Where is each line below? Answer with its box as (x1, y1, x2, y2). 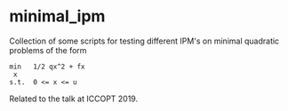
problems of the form (9, 44, 87, 55)
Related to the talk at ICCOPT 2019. (9, 93, 139, 104)
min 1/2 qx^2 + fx (9, 62, 86, 71)
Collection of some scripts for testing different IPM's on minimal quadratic (9, 36, 280, 46)
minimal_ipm (9, 6, 106, 27)
